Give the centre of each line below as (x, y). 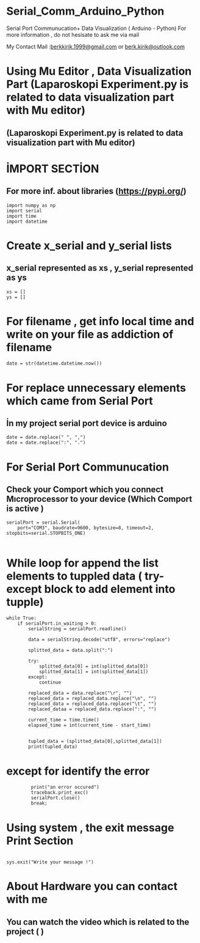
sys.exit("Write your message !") (50, 862)
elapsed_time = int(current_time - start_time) (90, 725)
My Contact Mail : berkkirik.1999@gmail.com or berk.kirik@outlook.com (95, 47)
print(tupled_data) (53, 747)
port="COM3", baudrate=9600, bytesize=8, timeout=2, (86, 528)
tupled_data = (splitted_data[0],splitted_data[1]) (95, 742)
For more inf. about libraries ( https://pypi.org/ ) (97, 191)
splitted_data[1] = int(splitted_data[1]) (94, 672)
